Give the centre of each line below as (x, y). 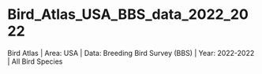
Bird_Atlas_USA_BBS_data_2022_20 (128, 15)
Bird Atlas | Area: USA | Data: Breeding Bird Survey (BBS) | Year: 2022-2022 (131, 53)
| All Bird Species (35, 61)
